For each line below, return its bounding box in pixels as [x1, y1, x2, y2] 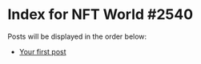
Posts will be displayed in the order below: [7, 32, 147, 41]
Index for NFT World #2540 [7, 6, 194, 24]
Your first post [18, 47, 66, 56]
